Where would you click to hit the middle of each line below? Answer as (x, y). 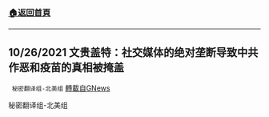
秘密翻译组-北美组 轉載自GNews (61, 88)
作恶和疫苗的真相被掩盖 (66, 67)
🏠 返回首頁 (30, 12)
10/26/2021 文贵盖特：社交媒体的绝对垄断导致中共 (133, 52)
